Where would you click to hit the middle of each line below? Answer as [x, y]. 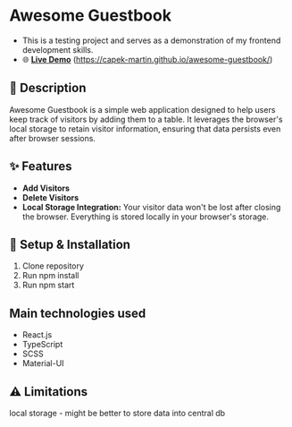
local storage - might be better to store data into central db [117, 413]
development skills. [58, 49]
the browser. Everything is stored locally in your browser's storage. [146, 217]
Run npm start [48, 285]
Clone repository [53, 266]
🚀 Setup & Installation [70, 244]
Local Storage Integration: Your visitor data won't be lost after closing [151, 207]
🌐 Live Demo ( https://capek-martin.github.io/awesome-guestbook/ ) [147, 59]
